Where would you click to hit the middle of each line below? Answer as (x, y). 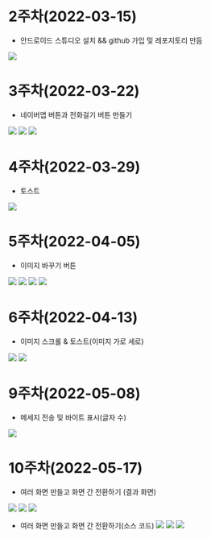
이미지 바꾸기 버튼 (48, 265)
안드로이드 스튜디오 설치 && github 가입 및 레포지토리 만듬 (111, 40)
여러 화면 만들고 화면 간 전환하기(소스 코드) (87, 525)
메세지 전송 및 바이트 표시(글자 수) (73, 417)
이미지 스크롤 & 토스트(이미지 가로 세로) (82, 341)
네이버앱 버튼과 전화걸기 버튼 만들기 (76, 114)
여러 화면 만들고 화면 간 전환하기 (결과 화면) (88, 491)
